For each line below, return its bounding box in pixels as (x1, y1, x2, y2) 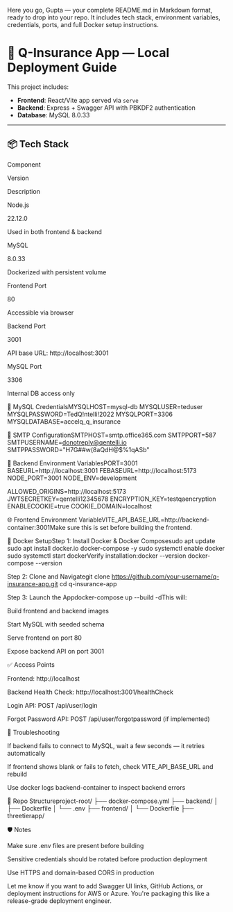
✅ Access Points (7, 660, 55, 669)
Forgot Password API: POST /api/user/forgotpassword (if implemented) (7, 715, 210, 723)
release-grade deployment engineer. (7, 896, 112, 905)
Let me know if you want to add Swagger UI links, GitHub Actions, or (7, 881, 203, 890)
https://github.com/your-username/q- (111, 572, 220, 581)
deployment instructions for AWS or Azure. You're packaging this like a (7, 889, 210, 897)
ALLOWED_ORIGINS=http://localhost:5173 (7, 487, 127, 495)
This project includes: (7, 83, 69, 91)
